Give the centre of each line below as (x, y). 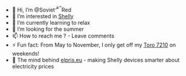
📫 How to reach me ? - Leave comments (63, 36)
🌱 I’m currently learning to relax (51, 22)
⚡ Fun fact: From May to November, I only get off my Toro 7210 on (94, 45)
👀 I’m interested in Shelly (43, 16)
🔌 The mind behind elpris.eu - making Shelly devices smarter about (96, 60)
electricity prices (33, 66)
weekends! (26, 53)
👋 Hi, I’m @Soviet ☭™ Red (41, 9)
